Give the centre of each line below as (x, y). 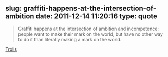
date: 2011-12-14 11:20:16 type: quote (97, 17)
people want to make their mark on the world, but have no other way (90, 34)
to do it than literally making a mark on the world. (70, 39)
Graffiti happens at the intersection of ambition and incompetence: (88, 28)
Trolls (11, 49)
